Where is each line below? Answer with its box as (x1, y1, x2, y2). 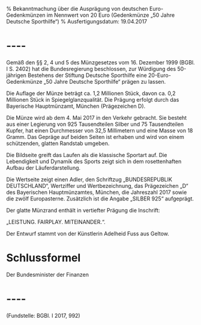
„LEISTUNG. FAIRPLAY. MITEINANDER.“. (6, 218, 106, 225)
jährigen (6, 72, 27, 79)
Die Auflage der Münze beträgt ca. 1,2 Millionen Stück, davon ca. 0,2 (6, 90, 176, 97)
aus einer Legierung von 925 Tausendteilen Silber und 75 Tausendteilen (6, 120, 184, 128)
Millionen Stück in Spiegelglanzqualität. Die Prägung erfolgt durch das (6, 96, 179, 103)
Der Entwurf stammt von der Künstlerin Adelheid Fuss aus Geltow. (6, 230, 170, 237)
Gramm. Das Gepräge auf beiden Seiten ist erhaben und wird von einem (6, 133, 184, 140)
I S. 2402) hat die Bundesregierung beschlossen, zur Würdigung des (6, 65, 176, 72)
